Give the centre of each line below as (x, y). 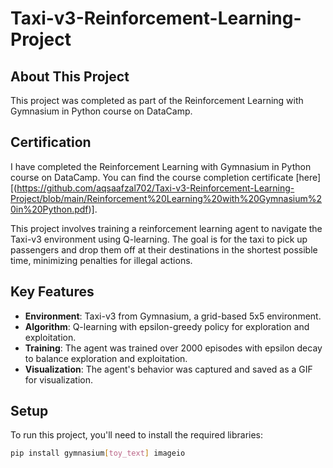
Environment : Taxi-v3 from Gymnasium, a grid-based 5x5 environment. (173, 316)
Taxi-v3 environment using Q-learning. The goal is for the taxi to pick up (159, 239)
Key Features (52, 292)
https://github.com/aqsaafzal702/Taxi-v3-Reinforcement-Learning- (155, 188)
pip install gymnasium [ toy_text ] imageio (98, 453)
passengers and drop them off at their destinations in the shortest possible (164, 249)
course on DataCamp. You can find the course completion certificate (152, 177)
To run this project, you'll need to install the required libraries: (137, 435)
